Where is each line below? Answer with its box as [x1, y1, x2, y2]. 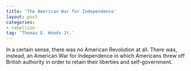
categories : [6, 19, 35, 25]
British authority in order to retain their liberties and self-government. [6, 59, 173, 66]
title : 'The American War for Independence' [6, 8, 117, 15]
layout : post [6, 14, 38, 20]
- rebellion [6, 24, 35, 31]
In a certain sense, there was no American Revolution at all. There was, [6, 46, 178, 53]
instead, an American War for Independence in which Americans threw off [6, 52, 185, 59]
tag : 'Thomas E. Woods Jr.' [6, 30, 75, 36]
